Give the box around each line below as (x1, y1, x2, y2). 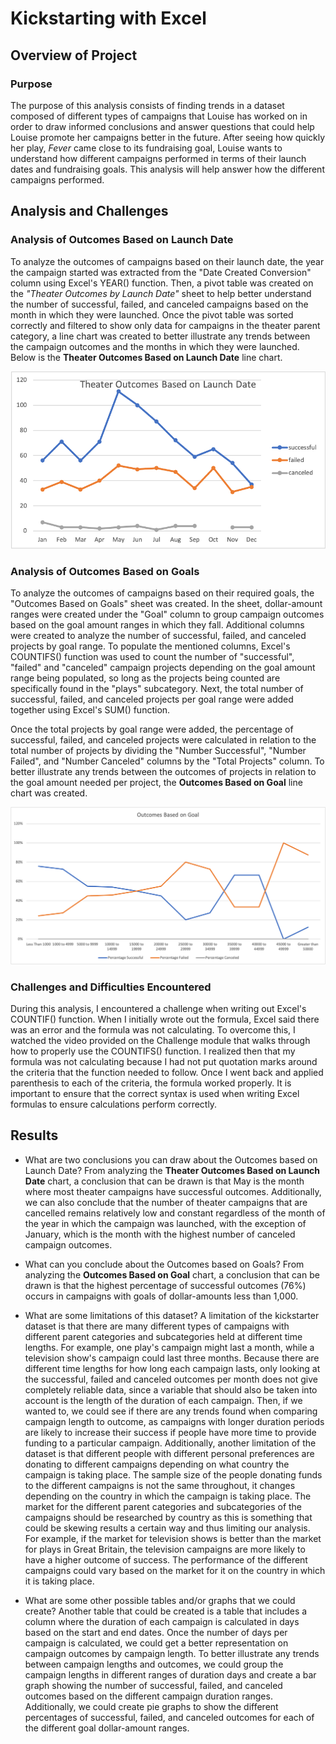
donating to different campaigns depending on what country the (24, 1458, 290, 1470)
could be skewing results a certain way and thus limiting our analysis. (24, 1522, 311, 1534)
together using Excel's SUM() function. (10, 704, 171, 716)
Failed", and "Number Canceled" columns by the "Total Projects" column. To (10, 755, 325, 767)
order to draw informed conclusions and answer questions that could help (10, 120, 315, 132)
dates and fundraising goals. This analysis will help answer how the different (10, 163, 325, 175)
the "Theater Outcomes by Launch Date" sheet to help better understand (10, 287, 312, 299)
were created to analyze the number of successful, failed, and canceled (10, 630, 307, 642)
